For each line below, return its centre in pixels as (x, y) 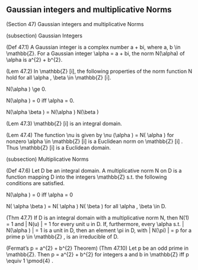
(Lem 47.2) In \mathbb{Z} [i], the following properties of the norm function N (99, 71)
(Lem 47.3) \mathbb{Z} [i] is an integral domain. (64, 123)
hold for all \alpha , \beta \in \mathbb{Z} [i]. (59, 77)
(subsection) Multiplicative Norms (47, 159)
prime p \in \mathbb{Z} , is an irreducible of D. (62, 236)
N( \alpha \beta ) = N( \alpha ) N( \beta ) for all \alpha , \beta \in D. (86, 206)
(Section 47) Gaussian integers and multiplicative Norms (75, 24)
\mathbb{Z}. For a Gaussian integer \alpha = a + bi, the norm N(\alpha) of (95, 53)
